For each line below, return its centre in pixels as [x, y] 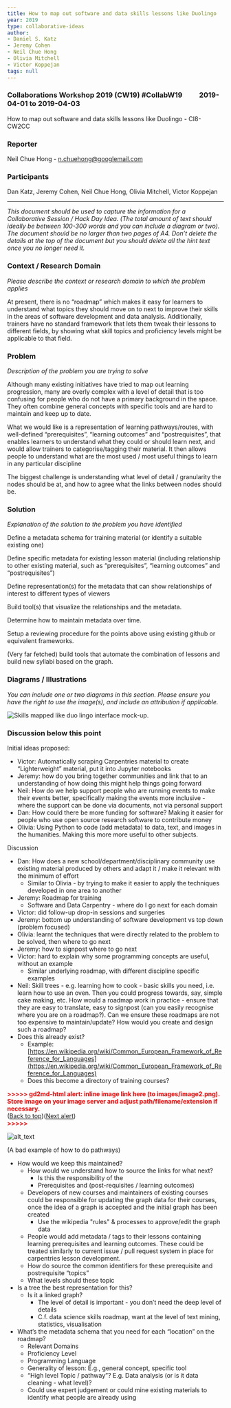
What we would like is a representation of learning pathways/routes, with [110, 427]
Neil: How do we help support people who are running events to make [116, 790]
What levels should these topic [71, 1280]
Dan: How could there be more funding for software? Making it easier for [120, 812]
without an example [45, 963]
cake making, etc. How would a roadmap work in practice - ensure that [118, 1000]
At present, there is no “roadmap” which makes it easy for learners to [105, 302]
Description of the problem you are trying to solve [78, 371]
